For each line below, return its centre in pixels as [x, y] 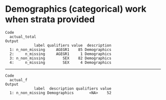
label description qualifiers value [73, 88]
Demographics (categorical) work [76, 9]
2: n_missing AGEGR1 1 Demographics [61, 54]
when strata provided [50, 19]
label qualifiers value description [73, 45]
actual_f [19, 80]
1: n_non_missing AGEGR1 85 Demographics [61, 50]
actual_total [23, 37]
